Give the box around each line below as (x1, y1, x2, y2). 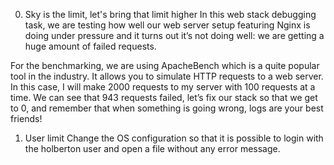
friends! (10, 113, 43, 124)
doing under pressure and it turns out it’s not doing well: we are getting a (24, 30, 325, 41)
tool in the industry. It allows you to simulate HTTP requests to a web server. (10, 70, 324, 82)
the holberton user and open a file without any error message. (24, 143, 281, 154)
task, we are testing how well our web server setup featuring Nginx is (24, 19, 311, 31)
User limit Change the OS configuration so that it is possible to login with (24, 132, 324, 144)
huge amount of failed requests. (24, 40, 157, 52)
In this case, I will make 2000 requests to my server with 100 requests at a (10, 81, 316, 93)
